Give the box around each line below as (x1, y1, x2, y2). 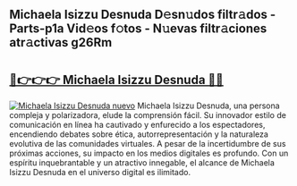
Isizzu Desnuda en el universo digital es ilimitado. (9, 167, 191, 177)
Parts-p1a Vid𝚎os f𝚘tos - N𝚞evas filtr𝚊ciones (9, 21, 267, 37)
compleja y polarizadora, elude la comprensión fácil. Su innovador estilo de (9, 110, 286, 120)
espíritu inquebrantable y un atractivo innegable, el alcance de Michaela (9, 157, 276, 168)
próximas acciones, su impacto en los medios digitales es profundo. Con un (9, 148, 289, 158)
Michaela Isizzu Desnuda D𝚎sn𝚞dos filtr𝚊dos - (9, 7, 276, 22)
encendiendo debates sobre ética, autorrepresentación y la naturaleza (9, 129, 268, 139)
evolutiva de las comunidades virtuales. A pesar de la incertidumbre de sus (9, 139, 286, 148)
